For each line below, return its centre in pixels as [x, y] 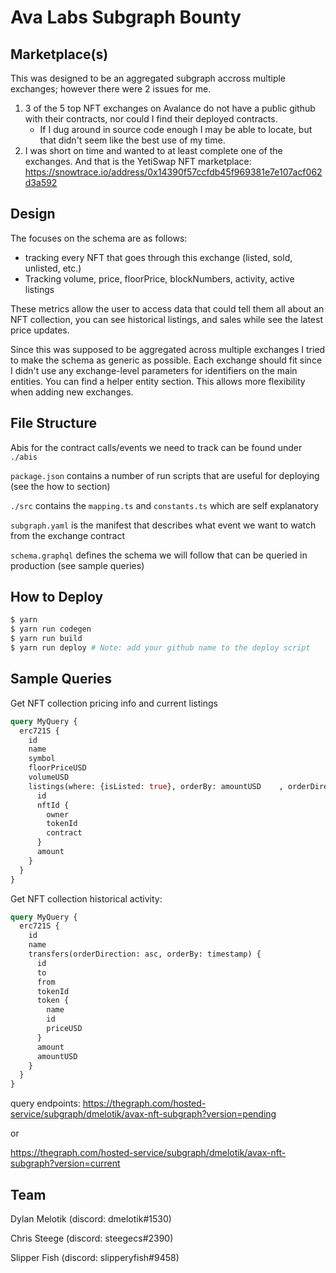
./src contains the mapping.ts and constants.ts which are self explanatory [164, 505]
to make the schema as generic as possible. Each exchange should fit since [166, 360]
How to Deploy [57, 597]
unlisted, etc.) [53, 268]
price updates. [40, 330]
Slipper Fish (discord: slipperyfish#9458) [95, 1257]
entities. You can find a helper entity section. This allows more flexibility [158, 381]
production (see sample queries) [77, 565]
